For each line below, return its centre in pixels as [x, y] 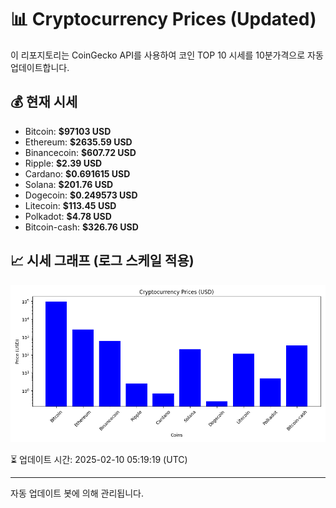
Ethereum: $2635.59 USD [78, 142]
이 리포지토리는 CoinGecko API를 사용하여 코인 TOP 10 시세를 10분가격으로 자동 [167, 55]
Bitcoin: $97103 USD [68, 131]
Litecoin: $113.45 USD [70, 205]
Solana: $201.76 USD [69, 184]
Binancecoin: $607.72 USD [80, 152]
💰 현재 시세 [44, 102]
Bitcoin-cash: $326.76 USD [81, 227]
